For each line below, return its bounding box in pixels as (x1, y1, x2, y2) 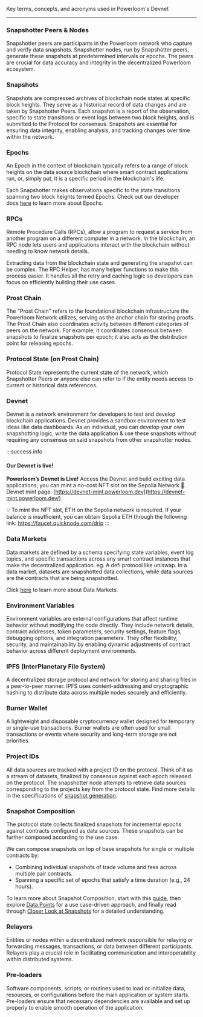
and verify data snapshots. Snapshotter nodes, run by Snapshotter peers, (6, 46, 189, 53)
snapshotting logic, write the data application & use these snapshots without (6, 430, 196, 437)
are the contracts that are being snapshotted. (6, 574, 119, 581)
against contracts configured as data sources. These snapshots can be (6, 827, 184, 835)
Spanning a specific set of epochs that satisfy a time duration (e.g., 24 (14, 876, 190, 884)
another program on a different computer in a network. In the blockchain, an (6, 235, 195, 242)
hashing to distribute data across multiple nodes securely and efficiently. (6, 689, 187, 696)
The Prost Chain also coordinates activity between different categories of (6, 321, 189, 328)
